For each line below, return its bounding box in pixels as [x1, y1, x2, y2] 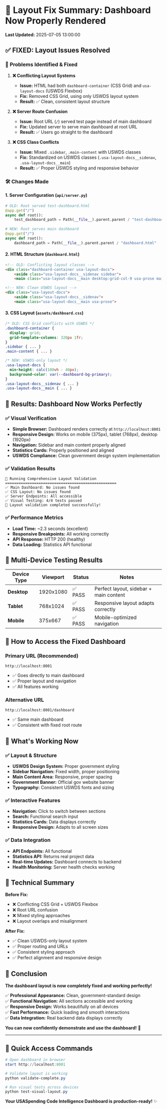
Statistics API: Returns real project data [12, 853, 94, 859]
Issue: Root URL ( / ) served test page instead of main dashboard [19, 118, 152, 124]
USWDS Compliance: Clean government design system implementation [12, 452, 160, 459]
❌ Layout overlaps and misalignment [12, 918, 87, 924]
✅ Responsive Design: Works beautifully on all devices [5, 1004, 119, 1010]
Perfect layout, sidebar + [94, 585, 152, 592]
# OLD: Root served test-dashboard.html [5, 203, 90, 208]
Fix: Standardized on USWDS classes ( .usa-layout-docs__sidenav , [19, 154, 157, 160]
